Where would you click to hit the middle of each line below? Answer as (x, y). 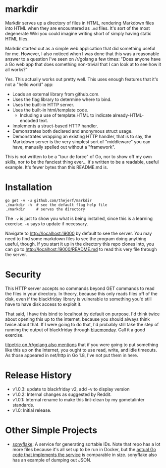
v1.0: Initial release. (32, 410)
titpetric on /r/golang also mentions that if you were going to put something (82, 345)
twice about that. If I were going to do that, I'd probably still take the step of (82, 324)
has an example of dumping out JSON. (52, 460)
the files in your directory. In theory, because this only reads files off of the (81, 293)
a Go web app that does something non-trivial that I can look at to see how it (83, 64)
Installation (29, 187)
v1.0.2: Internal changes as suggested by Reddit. (62, 394)
